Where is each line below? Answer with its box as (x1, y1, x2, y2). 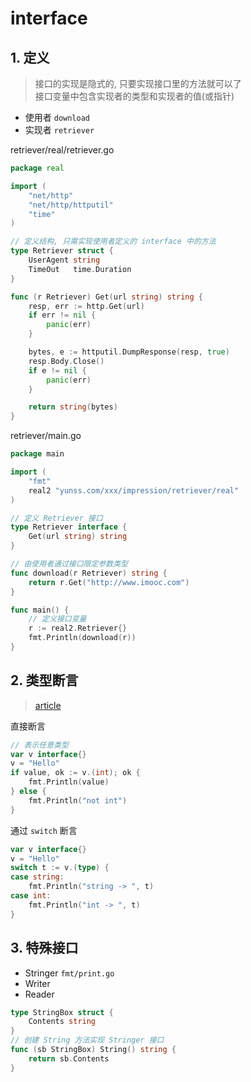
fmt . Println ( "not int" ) (28, 795, 128, 806)
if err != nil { (28, 310, 97, 321)
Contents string (28, 1017, 97, 1027)
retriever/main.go (10, 430, 82, 442)
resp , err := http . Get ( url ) (28, 301, 145, 311)
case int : (10, 891, 52, 901)
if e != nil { (28, 365, 87, 376)
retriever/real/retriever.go (10, 144, 115, 156)
